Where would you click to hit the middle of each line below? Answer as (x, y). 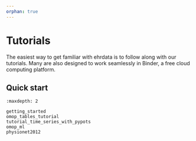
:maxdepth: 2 (22, 101)
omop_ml (16, 127)
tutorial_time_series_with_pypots (49, 122)
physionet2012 (24, 132)
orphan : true (22, 11)
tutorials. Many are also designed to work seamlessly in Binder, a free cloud (98, 63)
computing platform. (31, 69)
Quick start (27, 88)
